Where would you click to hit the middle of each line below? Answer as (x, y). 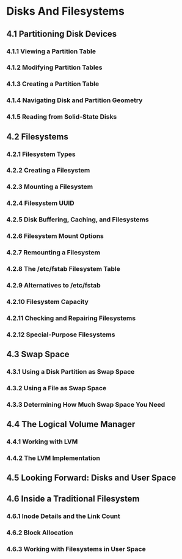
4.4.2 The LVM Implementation (53, 458)
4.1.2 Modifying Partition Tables (54, 67)
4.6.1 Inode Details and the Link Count (63, 516)
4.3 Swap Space (38, 354)
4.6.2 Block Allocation (40, 532)
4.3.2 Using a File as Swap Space (56, 388)
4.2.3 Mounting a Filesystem (50, 187)
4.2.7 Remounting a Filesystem (53, 253)
